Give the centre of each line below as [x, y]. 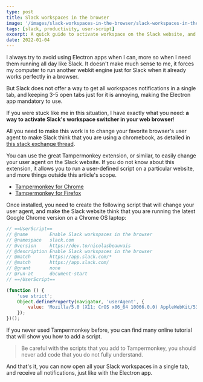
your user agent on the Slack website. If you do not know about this [90, 162]
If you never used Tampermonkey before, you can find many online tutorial [99, 330]
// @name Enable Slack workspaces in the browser [79, 234]
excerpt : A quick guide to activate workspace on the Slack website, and [101, 35]
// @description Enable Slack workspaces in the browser [79, 251]
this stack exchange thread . [41, 144]
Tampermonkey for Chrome [49, 186]
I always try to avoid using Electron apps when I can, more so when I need [99, 57]
